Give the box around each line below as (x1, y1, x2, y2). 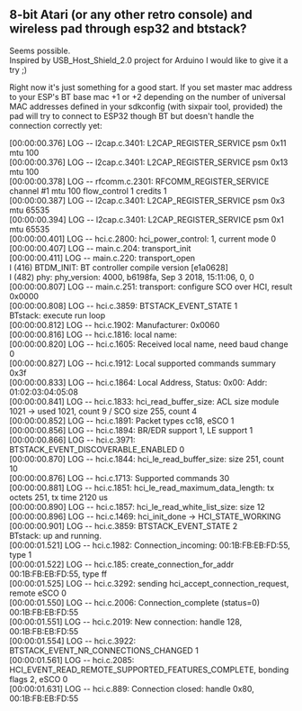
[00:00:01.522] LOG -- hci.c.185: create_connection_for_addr (9, 559, 235, 570)
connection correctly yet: (9, 120, 102, 131)
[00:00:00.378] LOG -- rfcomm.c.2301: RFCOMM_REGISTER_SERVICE (9, 176, 270, 187)
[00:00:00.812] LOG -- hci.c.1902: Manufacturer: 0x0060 (9, 319, 220, 330)
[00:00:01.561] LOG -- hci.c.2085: (9, 654, 135, 665)
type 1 (9, 549, 32, 560)
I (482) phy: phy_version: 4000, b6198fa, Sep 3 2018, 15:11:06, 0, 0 (9, 271, 254, 282)
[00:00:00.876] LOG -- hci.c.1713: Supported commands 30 (9, 472, 230, 483)
